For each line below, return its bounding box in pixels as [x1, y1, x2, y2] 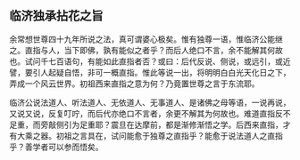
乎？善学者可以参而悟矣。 [9, 141, 104, 152]
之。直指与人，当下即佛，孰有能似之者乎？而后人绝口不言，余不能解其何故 [9, 44, 283, 55]
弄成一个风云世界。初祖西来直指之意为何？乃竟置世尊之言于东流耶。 [9, 78, 260, 89]
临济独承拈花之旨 [9, 8, 104, 24]
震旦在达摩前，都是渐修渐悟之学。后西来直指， [110, 119, 283, 130]
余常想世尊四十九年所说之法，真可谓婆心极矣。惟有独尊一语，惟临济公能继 [9, 34, 283, 44]
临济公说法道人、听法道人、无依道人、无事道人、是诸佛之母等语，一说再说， [9, 97, 291, 108]
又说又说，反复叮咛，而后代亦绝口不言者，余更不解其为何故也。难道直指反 [9, 108, 283, 118]
